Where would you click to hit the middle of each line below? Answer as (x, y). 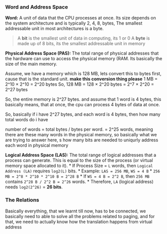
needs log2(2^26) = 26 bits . (34, 187)
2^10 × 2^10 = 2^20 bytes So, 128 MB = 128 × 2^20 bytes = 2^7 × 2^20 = (80, 84)
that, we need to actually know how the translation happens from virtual (79, 221)
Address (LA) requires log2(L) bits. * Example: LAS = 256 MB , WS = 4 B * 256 (83, 171)
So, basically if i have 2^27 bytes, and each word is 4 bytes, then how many (83, 114)
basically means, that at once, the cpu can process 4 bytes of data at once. (83, 105)
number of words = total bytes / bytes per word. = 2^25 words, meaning (79, 129)
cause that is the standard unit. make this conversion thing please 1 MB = (82, 79)
